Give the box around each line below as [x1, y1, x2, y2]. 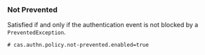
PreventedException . [7, 28, 66, 36]
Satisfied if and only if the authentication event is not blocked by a [7, 21, 199, 29]
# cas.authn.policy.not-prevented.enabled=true [7, 42, 150, 49]
